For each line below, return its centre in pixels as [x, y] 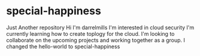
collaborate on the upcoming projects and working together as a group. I [96, 40]
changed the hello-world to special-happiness [63, 46]
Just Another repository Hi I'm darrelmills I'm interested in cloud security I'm [100, 27]
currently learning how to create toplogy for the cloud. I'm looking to [90, 33]
